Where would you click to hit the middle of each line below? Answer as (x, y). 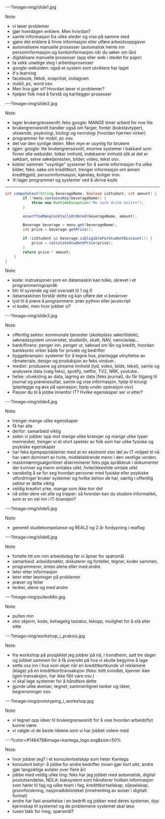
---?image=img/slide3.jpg (31, 316)
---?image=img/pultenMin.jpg (35, 597)
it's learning (24, 73)
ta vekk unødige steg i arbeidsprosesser (53, 63)
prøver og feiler (28, 582)
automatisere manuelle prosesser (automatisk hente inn (69, 47)
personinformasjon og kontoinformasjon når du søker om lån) (74, 52)
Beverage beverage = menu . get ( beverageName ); (70, 225)
